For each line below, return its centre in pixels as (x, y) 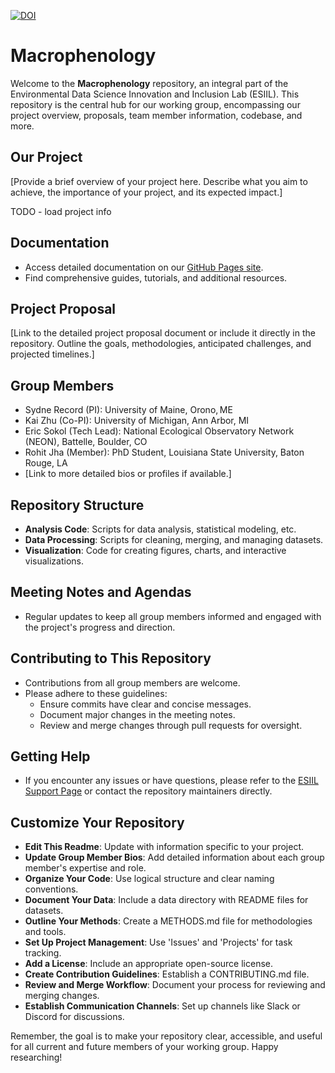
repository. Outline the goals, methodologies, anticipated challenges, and (161, 344)
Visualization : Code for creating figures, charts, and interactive (155, 550)
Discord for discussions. (74, 1017)
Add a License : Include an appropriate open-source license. (148, 964)
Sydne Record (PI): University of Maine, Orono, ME (128, 410)
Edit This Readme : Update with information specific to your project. (164, 847)
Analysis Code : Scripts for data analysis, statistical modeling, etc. (160, 529)
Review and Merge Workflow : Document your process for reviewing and (175, 985)
